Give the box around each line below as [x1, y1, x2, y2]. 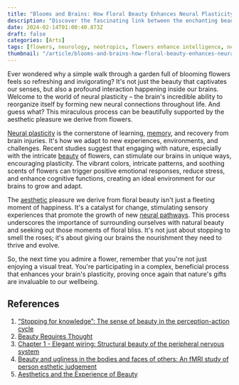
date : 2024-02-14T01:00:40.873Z [7, 23, 103, 31]
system [17, 347, 40, 356]
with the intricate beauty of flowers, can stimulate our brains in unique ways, [7, 151, 232, 160]
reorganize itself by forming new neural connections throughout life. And [7, 100, 221, 108]
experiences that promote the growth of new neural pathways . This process [7, 211, 230, 219]
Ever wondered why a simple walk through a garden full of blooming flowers [7, 69, 231, 78]
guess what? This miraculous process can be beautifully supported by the [7, 107, 225, 116]
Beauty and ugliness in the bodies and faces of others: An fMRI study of [17, 354, 229, 363]
